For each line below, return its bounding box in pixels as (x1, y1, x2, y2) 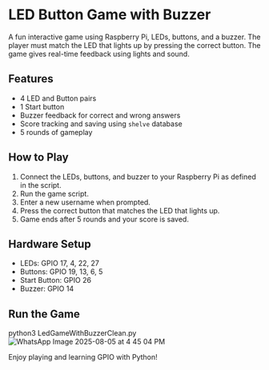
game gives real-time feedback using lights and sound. (8, 49, 190, 58)
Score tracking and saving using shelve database (19, 118, 183, 129)
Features (8, 72, 54, 86)
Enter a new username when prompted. (19, 197, 151, 207)
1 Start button (19, 101, 65, 111)
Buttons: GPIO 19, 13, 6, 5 (19, 267, 103, 277)
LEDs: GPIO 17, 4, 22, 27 (19, 258, 100, 269)
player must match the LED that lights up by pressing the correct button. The (8, 40, 261, 50)
